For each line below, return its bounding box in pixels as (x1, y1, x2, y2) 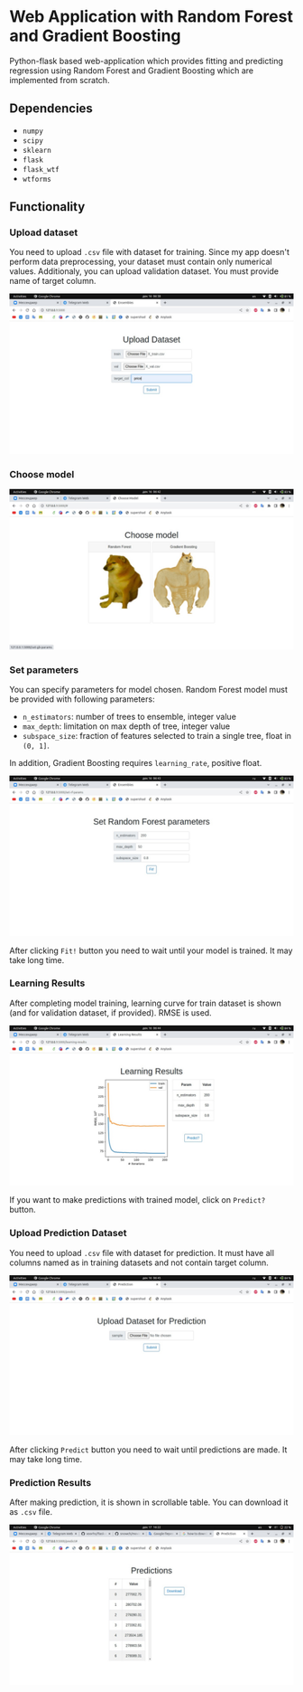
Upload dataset (9, 226, 78, 239)
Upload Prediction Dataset (9, 1227, 127, 1240)
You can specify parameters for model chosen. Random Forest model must (9, 685, 289, 695)
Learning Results (9, 977, 86, 989)
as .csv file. (9, 1507, 52, 1517)
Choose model (9, 468, 75, 480)
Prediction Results (9, 1477, 92, 1489)
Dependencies (9, 101, 93, 117)
